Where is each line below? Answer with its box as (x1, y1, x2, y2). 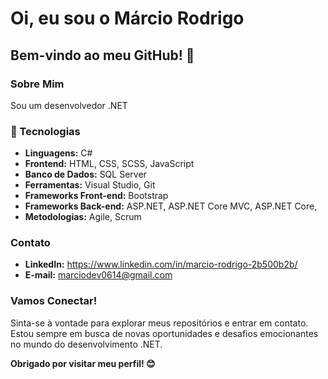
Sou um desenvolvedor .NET (10, 99, 128, 111)
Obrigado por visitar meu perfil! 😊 (10, 357, 156, 369)
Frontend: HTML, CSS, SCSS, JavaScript (24, 158, 195, 170)
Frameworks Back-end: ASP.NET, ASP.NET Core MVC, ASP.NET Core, (24, 200, 318, 212)
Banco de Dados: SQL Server (24, 168, 147, 181)
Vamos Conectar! (10, 294, 98, 308)
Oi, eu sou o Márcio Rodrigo (10, 7, 245, 30)
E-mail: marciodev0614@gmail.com (24, 269, 173, 281)
